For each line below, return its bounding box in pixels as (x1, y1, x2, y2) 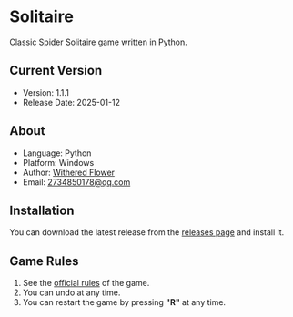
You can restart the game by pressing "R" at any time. (22, 297, 226, 308)
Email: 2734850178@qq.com (22, 176, 131, 188)
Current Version (9, 63, 103, 78)
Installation (9, 202, 75, 218)
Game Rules (9, 253, 79, 269)
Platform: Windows (22, 157, 95, 168)
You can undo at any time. (22, 287, 121, 298)
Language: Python (22, 148, 92, 158)
